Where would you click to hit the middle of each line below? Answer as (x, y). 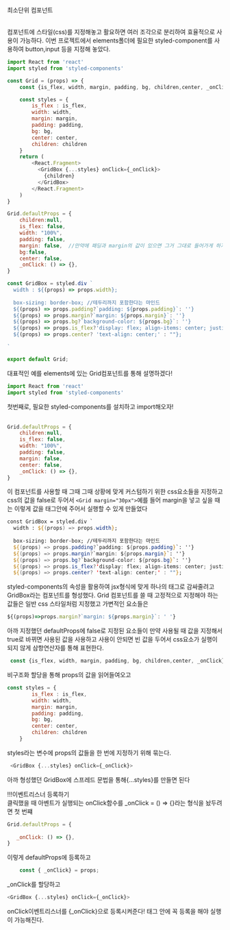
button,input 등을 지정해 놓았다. (68, 49)
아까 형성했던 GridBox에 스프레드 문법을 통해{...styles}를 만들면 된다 (99, 779)
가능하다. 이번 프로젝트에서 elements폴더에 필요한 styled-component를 (116, 40)
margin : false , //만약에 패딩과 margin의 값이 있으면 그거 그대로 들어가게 (116, 245)
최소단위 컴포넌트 (30, 10)
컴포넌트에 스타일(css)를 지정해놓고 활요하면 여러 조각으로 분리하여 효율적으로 (111, 32)
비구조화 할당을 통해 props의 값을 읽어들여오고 (69, 675)
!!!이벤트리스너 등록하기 (38, 794)
